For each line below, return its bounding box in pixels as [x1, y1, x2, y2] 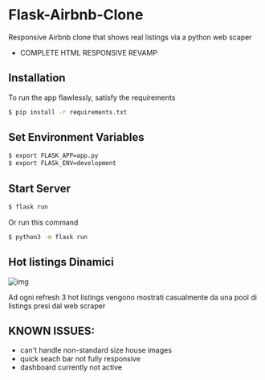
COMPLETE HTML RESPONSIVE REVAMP [19, 47, 158, 57]
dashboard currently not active [19, 362, 123, 372]
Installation [8, 71, 66, 85]
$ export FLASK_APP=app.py [8, 151, 99, 160]
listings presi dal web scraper [8, 300, 106, 311]
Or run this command [8, 217, 79, 227]
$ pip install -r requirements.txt [8, 108, 128, 116]
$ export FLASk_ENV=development [8, 159, 116, 167]
